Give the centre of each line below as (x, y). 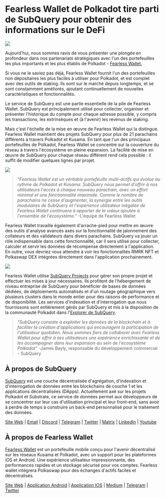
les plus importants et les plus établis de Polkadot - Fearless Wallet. (74, 63)
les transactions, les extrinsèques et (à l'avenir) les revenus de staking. (77, 119)
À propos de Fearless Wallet (49, 438)
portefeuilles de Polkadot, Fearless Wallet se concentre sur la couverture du (82, 145)
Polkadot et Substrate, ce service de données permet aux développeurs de (81, 396)
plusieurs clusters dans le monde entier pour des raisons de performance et (82, 297)
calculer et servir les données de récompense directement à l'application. (80, 246)
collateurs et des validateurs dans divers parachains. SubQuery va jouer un (81, 236)
